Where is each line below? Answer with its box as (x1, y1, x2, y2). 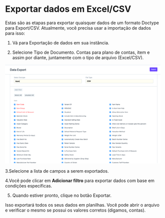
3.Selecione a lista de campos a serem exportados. (5, 168, 109, 174)
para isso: (5, 30, 26, 36)
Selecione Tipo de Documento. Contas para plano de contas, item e (12, 49, 150, 55)
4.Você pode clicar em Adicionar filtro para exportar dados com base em (5, 178, 155, 183)
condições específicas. (5, 183, 53, 189)
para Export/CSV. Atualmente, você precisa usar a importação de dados (5, 25, 151, 31)
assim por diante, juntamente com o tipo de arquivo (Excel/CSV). (12, 54, 144, 60)
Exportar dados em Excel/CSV (5, 3, 132, 15)
